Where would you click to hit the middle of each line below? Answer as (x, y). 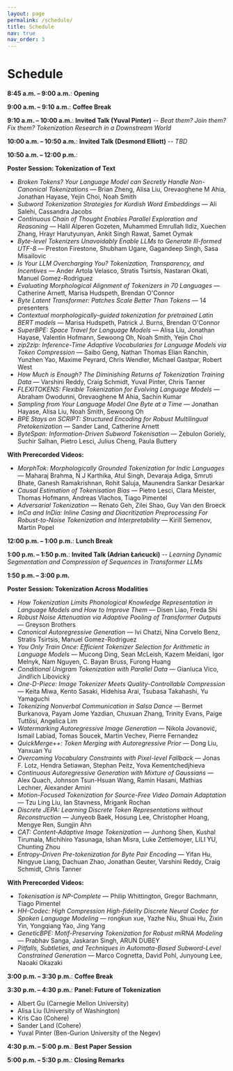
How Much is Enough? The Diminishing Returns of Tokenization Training (121, 374)
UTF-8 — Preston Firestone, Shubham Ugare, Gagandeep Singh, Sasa (118, 249)
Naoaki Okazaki (40, 963)
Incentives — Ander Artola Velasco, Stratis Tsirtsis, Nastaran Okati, (113, 271)
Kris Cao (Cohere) (43, 1018)
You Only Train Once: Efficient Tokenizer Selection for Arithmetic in (113, 647)
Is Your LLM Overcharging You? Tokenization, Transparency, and (111, 264)
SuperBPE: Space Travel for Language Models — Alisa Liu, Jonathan (116, 330)
